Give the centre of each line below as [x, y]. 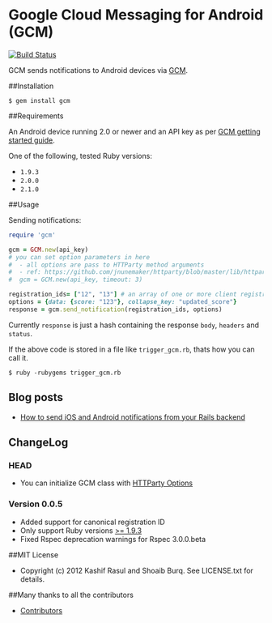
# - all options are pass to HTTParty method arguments [106, 265]
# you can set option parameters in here [79, 257]
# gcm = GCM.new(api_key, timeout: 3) [76, 280]
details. [32, 579]
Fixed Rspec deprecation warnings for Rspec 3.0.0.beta [113, 539]
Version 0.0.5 [36, 504]
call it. [18, 357]
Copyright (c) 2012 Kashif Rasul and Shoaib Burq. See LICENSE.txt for [136, 570]
